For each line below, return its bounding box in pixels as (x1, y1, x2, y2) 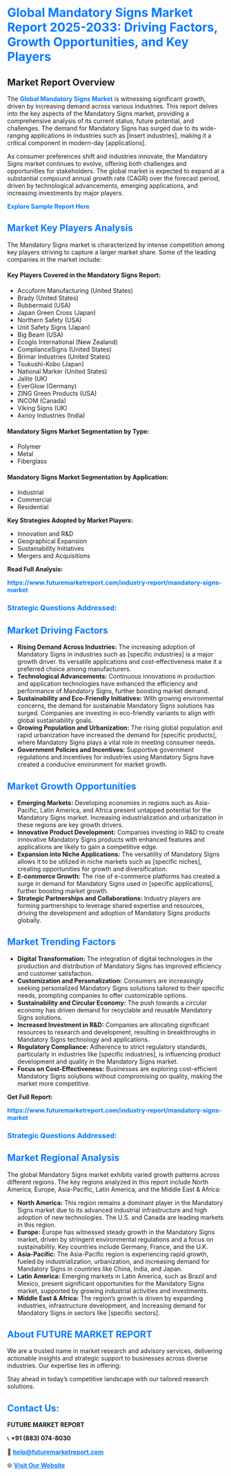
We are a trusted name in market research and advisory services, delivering (7, 1347, 223, 1355)
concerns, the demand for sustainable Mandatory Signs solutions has (17, 701, 215, 710)
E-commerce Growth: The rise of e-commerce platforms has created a (17, 872, 221, 880)
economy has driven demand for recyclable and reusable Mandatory (17, 1005, 212, 1014)
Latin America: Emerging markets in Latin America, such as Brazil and (17, 1271, 217, 1280)
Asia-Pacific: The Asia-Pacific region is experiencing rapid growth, (17, 1249, 209, 1258)
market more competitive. (17, 1079, 91, 1088)
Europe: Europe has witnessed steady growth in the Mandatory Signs (17, 1228, 215, 1236)
